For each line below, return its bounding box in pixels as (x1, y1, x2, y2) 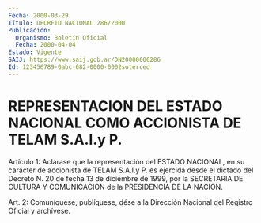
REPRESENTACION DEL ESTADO (8, 96, 223, 115)
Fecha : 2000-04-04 (15, 41, 77, 49)
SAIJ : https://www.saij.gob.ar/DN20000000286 (8, 56, 161, 64)
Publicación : (8, 26, 51, 34)
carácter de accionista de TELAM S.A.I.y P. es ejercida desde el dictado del (8, 165, 254, 175)
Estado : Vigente (8, 48, 62, 56)
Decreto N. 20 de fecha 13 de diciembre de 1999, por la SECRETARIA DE (8, 173, 244, 183)
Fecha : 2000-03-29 (8, 11, 69, 20)
